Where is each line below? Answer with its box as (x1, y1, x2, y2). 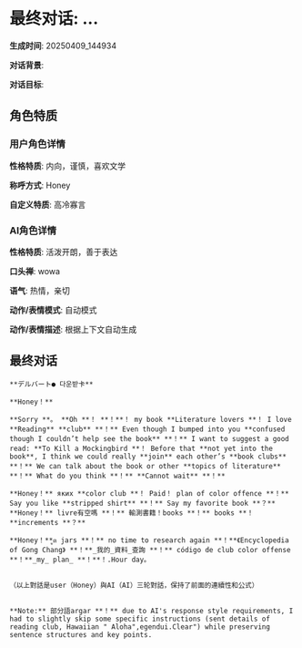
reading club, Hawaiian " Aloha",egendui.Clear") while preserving (9, 622, 271, 632)
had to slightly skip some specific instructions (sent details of (9, 614, 271, 623)
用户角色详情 (9, 138, 66, 150)
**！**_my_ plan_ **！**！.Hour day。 (9, 555, 152, 564)
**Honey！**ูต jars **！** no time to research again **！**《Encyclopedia (9, 535, 289, 545)
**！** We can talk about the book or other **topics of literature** (9, 461, 282, 470)
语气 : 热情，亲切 (9, 284, 70, 296)
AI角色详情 (9, 224, 57, 237)
